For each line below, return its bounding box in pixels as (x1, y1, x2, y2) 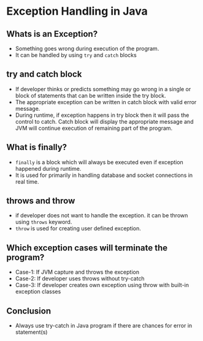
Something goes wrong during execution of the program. (15, 45, 159, 52)
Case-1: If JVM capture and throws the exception (15, 268, 140, 276)
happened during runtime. (15, 165, 82, 172)
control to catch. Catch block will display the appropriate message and (15, 118, 194, 125)
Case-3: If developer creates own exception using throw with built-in (15, 282, 189, 289)
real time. (15, 178, 39, 185)
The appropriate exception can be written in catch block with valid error (15, 98, 197, 105)
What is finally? (6, 142, 67, 152)
